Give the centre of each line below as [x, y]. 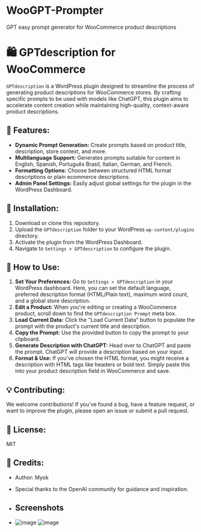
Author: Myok [32, 477]
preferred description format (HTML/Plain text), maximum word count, [102, 294]
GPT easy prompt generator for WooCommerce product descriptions [91, 27]
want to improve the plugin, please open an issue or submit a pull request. [97, 411]
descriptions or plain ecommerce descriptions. [73, 177]
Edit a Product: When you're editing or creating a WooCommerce [96, 307]
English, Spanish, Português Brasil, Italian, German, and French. [94, 164]
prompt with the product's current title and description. [83, 326]
